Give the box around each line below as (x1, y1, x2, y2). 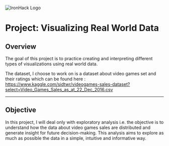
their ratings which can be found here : (5, 76, 86, 82)
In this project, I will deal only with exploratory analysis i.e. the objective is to (5, 119, 164, 125)
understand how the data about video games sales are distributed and (5, 124, 151, 130)
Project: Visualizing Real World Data (5, 23, 159, 34)
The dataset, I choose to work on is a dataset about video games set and (5, 71, 156, 76)
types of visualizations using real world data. (5, 61, 98, 67)
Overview (5, 42, 37, 51)
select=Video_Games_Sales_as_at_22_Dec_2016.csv (5, 87, 113, 92)
